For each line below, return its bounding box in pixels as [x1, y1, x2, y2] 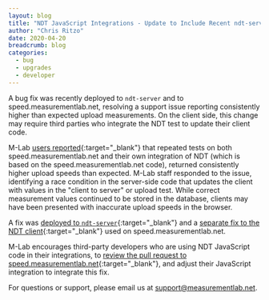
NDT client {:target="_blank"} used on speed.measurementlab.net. [8, 226, 227, 236]
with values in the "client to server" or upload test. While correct [8, 185, 220, 194]
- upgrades [15, 64, 52, 72]
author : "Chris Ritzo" [8, 26, 84, 34]
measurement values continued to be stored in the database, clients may [8, 194, 248, 203]
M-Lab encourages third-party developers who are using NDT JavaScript [8, 242, 251, 251]
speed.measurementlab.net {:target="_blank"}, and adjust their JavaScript [8, 258, 251, 268]
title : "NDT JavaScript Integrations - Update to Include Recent [8, 19, 231, 27]
